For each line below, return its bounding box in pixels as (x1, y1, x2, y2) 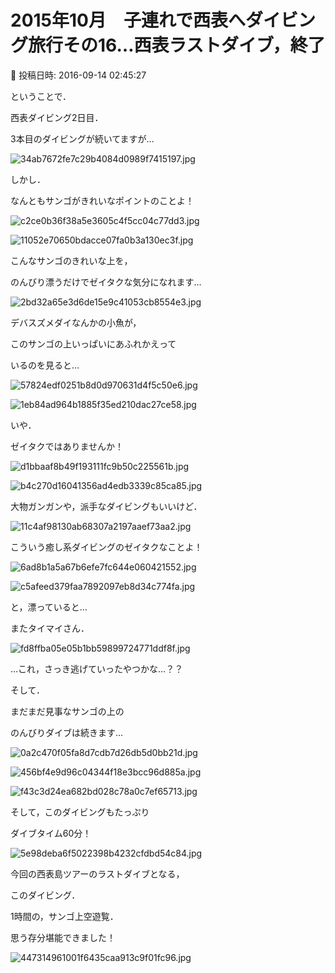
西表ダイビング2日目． (10, 111, 104, 123)
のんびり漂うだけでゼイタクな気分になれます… (10, 276, 202, 288)
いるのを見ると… (10, 359, 80, 371)
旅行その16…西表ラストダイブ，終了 (28, 34, 326, 57)
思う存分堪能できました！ (10, 931, 116, 943)
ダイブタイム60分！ (10, 827, 92, 839)
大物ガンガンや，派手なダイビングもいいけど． (10, 500, 203, 512)
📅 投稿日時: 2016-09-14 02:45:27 (10, 69, 147, 81)
